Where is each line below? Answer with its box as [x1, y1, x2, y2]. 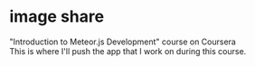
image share [9, 6, 105, 27]
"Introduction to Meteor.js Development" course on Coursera [9, 36, 237, 47]
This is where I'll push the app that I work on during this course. [9, 45, 247, 56]
